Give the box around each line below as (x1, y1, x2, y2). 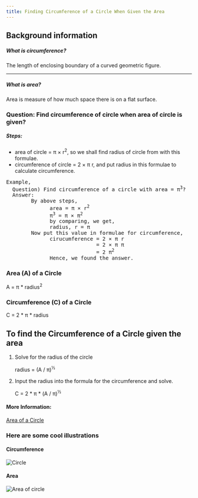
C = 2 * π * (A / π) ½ (14, 389, 62, 397)
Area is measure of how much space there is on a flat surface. (6, 96, 157, 103)
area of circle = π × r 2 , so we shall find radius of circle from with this (14, 147, 181, 155)
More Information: (6, 404, 52, 411)
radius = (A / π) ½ (14, 365, 55, 373)
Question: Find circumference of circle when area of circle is (6, 110, 183, 119)
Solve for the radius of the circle (14, 353, 93, 361)
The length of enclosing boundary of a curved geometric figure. (6, 61, 161, 68)
